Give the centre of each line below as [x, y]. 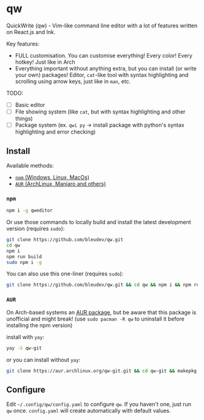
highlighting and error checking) [55, 132]
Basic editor [30, 104]
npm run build [24, 257]
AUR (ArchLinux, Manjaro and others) [60, 183]
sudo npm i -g [24, 262]
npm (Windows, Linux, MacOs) [52, 177]
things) [24, 119]
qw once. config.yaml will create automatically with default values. [89, 411]
